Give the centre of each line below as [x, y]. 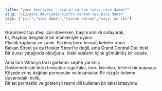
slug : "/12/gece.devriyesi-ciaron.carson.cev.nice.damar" [65, 14]
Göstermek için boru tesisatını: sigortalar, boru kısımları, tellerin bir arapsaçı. [81, 68]
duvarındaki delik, [23, 78]
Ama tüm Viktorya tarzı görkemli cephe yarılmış [53, 63]
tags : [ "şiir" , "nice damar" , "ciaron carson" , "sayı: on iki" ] [68, 18]
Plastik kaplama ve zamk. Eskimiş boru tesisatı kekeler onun [65, 43]
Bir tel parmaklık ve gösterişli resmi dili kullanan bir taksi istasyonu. [72, 83]
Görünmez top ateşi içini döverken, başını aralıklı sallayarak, [65, 33]
